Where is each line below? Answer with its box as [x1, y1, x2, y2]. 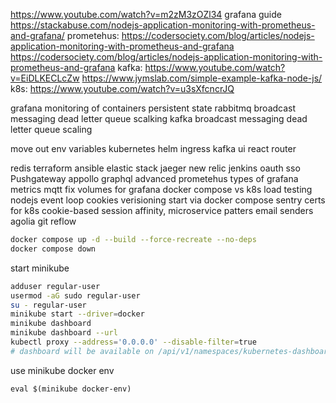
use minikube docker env [10, 364, 115, 376]
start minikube [10, 262, 70, 274]
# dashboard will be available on [10, 346, 155, 356]
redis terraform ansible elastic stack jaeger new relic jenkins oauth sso [10, 162, 301, 174]
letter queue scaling [10, 124, 93, 135]
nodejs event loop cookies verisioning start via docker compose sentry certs [10, 194, 326, 206]
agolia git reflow [10, 215, 77, 227]
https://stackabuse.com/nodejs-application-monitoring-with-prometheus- [10, 19, 316, 31]
